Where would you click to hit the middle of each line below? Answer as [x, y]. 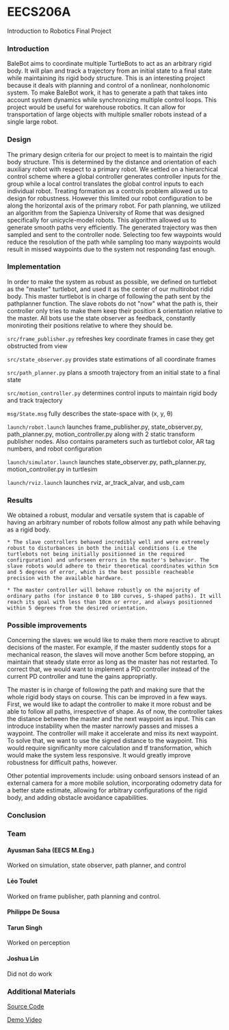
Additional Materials [41, 992]
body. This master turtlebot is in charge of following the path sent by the [109, 296]
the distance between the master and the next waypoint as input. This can [111, 719]
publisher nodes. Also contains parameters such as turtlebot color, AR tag [111, 441]
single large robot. [33, 122]
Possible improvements [47, 625]
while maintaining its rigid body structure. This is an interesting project [106, 78]
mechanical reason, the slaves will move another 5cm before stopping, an [111, 655]
